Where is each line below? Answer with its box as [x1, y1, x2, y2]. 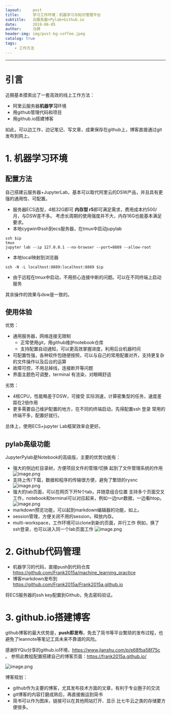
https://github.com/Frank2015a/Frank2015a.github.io [12, 582, 123, 588]
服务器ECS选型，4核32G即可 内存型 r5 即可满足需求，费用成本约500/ [12, 206, 157, 212]
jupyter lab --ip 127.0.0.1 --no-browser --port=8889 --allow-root [5, 244, 152, 250]
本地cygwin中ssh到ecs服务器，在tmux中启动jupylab [12, 226, 122, 232]
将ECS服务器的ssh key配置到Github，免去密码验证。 [5, 592, 116, 598]
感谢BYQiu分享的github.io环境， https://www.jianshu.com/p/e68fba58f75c [5, 647, 160, 653]
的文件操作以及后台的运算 [12, 359, 67, 365]
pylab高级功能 [5, 439, 50, 448]
